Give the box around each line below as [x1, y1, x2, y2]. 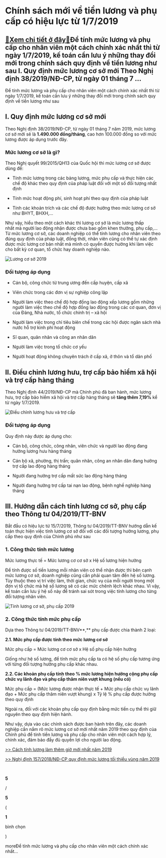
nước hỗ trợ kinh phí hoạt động [12, 324, 75, 331]
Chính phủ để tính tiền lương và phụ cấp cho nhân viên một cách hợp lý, [5, 731, 152, 737]
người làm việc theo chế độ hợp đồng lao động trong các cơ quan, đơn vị [12, 304, 161, 310]
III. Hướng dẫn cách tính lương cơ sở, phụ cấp [5, 502, 147, 510]
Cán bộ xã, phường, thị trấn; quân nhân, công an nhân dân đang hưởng [12, 457, 158, 463]
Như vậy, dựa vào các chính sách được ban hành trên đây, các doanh [5, 720, 147, 727]
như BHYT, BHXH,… [12, 210, 54, 216]
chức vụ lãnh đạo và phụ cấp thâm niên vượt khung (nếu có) [5, 676, 131, 682]
